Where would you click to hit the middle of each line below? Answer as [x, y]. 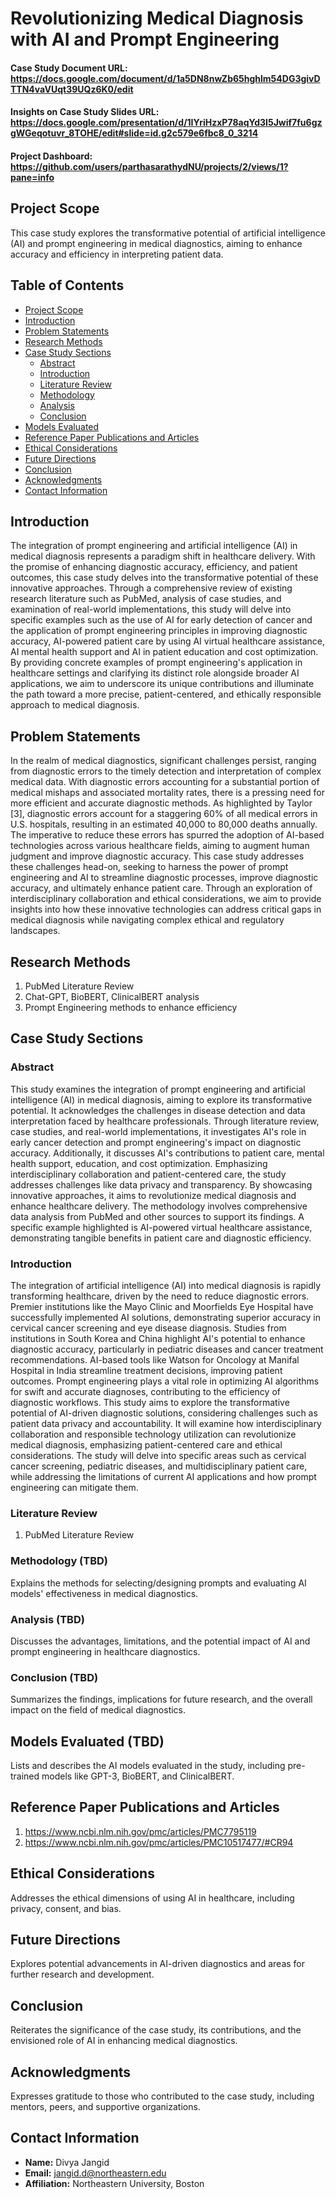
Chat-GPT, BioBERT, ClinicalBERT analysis [112, 997]
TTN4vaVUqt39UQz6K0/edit [72, 89]
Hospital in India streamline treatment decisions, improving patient [146, 1371]
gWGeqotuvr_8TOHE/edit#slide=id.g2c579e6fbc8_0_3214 [134, 133]
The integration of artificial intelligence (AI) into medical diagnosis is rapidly [166, 1286]
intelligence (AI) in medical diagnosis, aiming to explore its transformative [161, 1099]
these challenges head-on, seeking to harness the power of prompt [149, 867]
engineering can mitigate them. [74, 1488]
